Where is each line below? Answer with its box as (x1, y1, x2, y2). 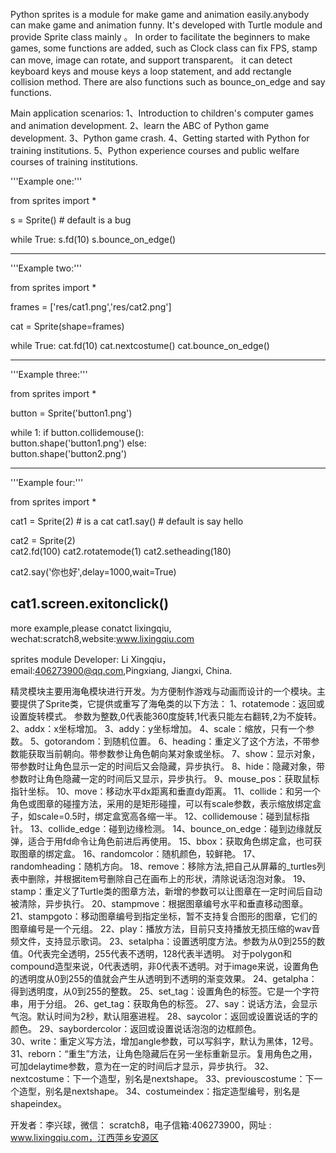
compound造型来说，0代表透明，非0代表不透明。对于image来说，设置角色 (10, 960, 319, 972)
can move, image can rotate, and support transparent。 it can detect (10, 54, 293, 66)
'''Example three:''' (10, 369, 88, 380)
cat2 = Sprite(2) (10, 535, 76, 546)
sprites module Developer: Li (10, 653, 129, 665)
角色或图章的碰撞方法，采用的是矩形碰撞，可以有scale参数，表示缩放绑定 (10, 797, 313, 809)
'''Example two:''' (10, 262, 82, 274)
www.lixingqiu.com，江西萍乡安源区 (10, 1131, 159, 1143)
